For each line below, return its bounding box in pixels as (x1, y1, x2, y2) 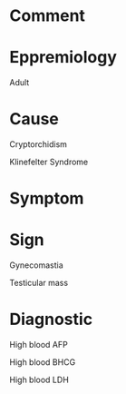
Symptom (9, 188, 84, 209)
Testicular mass (9, 278, 69, 289)
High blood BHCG (9, 357, 76, 368)
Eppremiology (9, 47, 118, 68)
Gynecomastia (9, 260, 63, 271)
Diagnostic (9, 310, 93, 330)
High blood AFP (9, 340, 68, 350)
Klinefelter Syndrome (9, 156, 89, 168)
